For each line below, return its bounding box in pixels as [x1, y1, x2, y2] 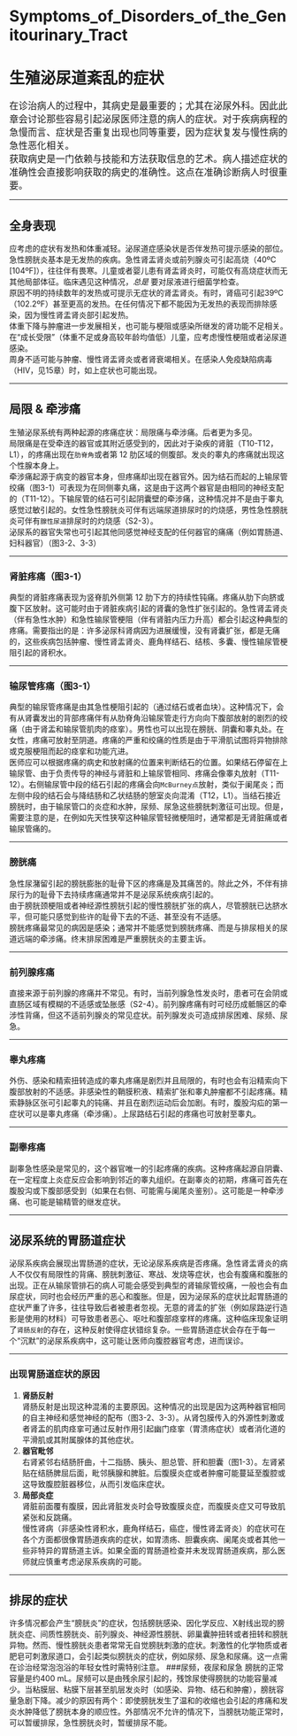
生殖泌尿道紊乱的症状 [9, 68, 165, 89]
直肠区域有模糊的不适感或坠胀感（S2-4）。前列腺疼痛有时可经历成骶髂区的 [9, 998, 280, 1009]
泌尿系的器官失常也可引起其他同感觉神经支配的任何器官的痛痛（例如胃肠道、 [9, 526, 288, 537]
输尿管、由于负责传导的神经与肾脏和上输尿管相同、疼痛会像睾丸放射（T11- [9, 768, 280, 779]
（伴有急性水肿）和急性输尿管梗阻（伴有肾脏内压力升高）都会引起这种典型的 [9, 614, 288, 625]
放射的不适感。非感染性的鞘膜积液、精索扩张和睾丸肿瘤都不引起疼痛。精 [24, 1087, 288, 1097]
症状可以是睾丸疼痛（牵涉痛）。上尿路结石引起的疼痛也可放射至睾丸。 [9, 1109, 261, 1120]
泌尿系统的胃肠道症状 [9, 1233, 126, 1248]
